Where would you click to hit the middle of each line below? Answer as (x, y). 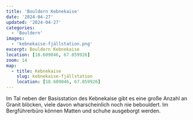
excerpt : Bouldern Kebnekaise (43, 50)
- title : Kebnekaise (36, 71)
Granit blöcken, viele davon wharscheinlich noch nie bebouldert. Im (87, 105)
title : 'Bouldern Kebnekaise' (43, 11)
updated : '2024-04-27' (34, 22)
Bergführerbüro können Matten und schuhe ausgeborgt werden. (83, 111)
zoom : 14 (17, 60)
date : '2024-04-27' (30, 17)
